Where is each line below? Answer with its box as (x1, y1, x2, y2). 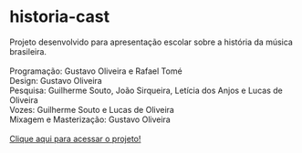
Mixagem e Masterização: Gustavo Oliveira (9, 114, 171, 125)
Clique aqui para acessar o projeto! (9, 133, 141, 144)
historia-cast (9, 6, 110, 27)
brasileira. (9, 46, 47, 56)
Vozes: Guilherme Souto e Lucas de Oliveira (9, 104, 175, 115)
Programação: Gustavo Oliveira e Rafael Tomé (9, 66, 182, 76)
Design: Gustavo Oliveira (9, 75, 102, 86)
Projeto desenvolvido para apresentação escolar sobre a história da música (9, 36, 294, 47)
